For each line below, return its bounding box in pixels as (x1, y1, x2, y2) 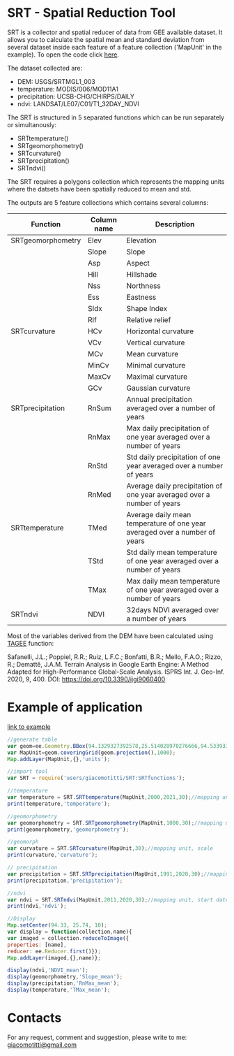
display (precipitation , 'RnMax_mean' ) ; (7, 980, 120, 987)
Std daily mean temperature (126, 547, 217, 557)
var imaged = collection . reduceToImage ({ (7, 934, 130, 941)
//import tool (7, 768, 49, 775)
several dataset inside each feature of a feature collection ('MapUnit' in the (7, 43, 222, 51)
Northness (126, 281, 162, 291)
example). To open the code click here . (7, 50, 120, 59)
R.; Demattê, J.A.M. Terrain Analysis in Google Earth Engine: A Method (7, 660, 209, 668)
